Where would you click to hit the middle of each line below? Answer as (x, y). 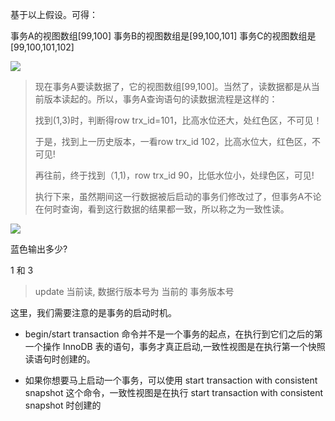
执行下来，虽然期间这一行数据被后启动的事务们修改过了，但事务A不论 (178, 196)
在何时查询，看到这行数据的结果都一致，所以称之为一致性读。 (162, 209)
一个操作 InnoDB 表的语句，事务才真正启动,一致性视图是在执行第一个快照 (175, 346)
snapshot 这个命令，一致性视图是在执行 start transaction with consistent (174, 392)
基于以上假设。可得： (54, 14)
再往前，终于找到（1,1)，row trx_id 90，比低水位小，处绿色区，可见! (174, 175)
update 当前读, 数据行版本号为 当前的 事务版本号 (134, 291)
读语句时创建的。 (60, 359)
